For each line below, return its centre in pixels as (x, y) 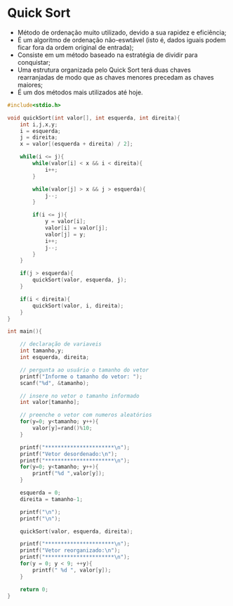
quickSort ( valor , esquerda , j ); (80, 280)
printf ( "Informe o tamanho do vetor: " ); (81, 377)
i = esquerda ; (40, 131)
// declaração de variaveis (61, 344)
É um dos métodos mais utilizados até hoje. (80, 92)
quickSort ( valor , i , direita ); (78, 305)
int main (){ (25, 332)
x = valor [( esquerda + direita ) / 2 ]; (76, 144)
